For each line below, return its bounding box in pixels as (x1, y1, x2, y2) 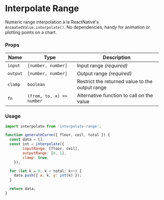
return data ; (9, 186, 36, 191)
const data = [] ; (9, 137, 45, 142)
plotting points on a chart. (5, 29, 57, 35)
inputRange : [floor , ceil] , (22, 146, 80, 151)
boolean (27, 82, 45, 88)
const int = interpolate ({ (9, 142, 64, 146)
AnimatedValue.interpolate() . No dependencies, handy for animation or (5, 24, 150, 30)
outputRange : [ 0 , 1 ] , (22, 150, 67, 156)
